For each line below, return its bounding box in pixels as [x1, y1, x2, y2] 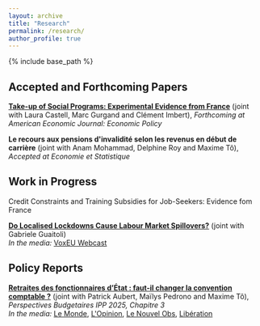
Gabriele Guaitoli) [8, 229, 67, 239]
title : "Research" [8, 19, 70, 28]
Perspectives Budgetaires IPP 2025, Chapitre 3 [8, 300, 166, 310]
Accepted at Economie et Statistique [8, 151, 131, 162]
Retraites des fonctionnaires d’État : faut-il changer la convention [8, 282, 233, 292]
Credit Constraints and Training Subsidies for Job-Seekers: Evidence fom [8, 196, 253, 206]
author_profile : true [8, 34, 82, 43]
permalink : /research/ [8, 27, 85, 35]
